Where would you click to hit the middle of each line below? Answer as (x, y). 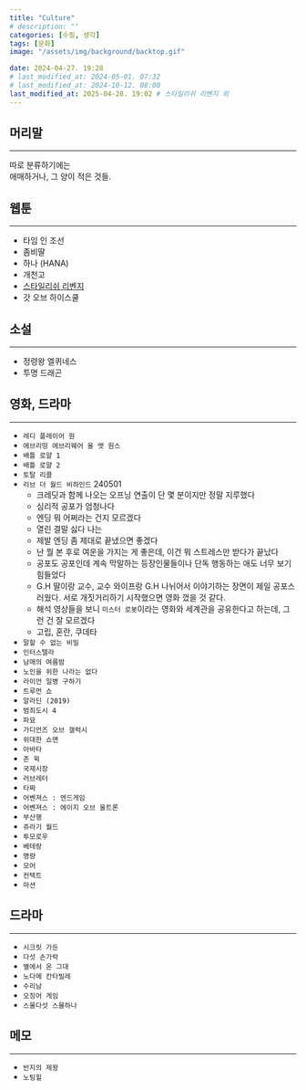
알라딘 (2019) (46, 701)
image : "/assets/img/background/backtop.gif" (97, 52)
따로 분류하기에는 (40, 165)
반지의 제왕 (41, 1068)
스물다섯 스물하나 (50, 1005)
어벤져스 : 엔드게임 (54, 798)
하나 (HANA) (46, 263)
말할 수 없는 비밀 (51, 643)
